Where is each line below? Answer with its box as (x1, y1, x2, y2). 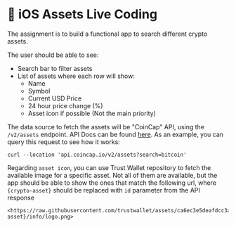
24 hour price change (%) (27, 101, 103, 110)
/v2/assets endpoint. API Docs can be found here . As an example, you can (7, 130, 223, 138)
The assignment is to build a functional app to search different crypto (7, 30, 208, 38)
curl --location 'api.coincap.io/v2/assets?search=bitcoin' (7, 151, 188, 158)
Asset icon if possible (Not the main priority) (27, 109, 157, 117)
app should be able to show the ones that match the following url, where (7, 179, 216, 187)
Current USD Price (27, 94, 82, 103)
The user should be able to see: (7, 51, 99, 59)
